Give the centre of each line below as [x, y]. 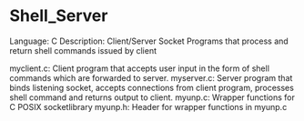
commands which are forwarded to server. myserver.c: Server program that [151, 77]
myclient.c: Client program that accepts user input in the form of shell [140, 68]
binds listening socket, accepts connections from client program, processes [152, 87]
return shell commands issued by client [83, 50]
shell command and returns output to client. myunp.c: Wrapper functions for [152, 97]
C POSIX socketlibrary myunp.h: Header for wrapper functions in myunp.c [148, 106]
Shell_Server [59, 16]
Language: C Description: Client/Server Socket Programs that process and [149, 41]
